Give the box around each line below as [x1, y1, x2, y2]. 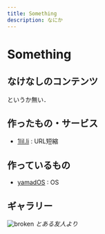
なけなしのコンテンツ [7, 75, 98, 87]
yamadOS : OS [17, 178, 59, 187]
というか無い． [7, 95, 50, 104]
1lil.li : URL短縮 [17, 137, 59, 145]
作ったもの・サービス [7, 117, 98, 129]
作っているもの [7, 159, 70, 171]
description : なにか [7, 17, 64, 24]
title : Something [7, 10, 57, 17]
